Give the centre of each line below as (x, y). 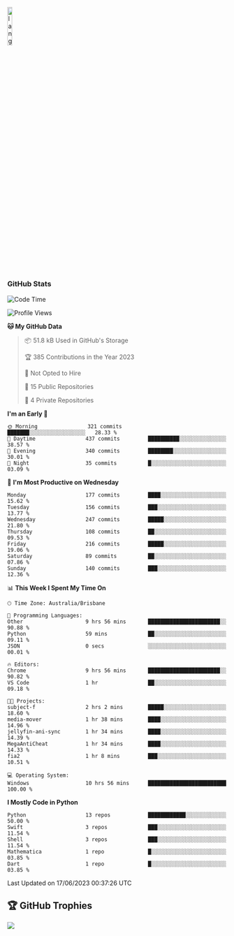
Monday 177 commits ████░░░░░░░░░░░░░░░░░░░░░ (117, 495)
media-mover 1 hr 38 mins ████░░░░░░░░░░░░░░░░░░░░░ (117, 719)
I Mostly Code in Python (43, 802)
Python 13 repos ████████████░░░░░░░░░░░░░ (117, 815)
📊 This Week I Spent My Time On (57, 587)
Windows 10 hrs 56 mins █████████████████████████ (117, 783)
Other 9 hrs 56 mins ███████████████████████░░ (117, 622)
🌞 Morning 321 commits (65, 426)
